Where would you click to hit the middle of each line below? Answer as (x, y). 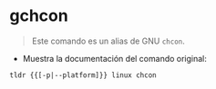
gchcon (39, 16)
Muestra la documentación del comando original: (115, 58)
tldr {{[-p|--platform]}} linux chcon (83, 75)
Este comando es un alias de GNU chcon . (108, 41)
